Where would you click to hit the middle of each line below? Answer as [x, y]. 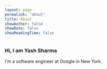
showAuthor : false [24, 24]
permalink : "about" [25, 14]
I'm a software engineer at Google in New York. [53, 61]
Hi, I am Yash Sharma [31, 50]
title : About [18, 19]
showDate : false [21, 28]
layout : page [18, 10]
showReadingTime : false [29, 33]
